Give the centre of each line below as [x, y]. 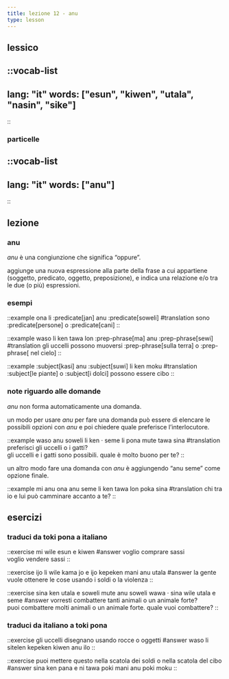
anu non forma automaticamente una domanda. [74, 406]
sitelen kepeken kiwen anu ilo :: [51, 647]
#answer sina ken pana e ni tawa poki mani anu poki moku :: [92, 668]
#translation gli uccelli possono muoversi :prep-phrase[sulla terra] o [103, 346]
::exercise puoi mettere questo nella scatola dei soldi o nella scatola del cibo [114, 661]
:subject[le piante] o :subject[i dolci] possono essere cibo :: [91, 374]
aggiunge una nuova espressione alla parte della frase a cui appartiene [107, 270]
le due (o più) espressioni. [44, 285]
